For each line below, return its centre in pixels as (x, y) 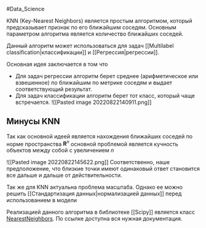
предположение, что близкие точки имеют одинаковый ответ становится (103, 169)
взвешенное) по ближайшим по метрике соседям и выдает (94, 83)
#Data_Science (26, 9)
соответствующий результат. (53, 89)
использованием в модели (42, 200)
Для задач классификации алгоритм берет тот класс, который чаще (105, 96)
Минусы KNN (33, 121)
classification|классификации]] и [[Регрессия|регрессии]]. (83, 52)
